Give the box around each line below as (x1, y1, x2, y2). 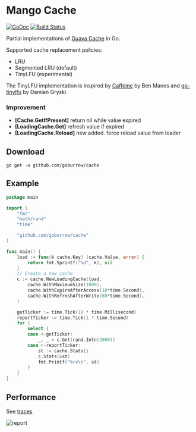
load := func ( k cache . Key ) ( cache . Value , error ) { (17, 254, 145, 260)
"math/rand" (17, 216, 46, 222)
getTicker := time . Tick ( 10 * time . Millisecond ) (17, 309, 137, 315)
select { (27, 325, 49, 332)
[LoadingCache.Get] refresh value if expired (14, 123, 125, 130)
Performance (6, 392, 56, 402)
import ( (6, 205, 28, 211)
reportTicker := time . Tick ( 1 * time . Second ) (17, 315, 129, 321)
